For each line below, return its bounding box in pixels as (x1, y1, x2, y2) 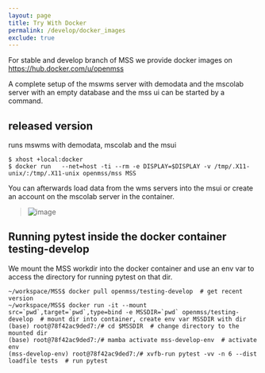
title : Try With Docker (8, 19, 87, 27)
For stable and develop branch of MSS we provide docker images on (8, 56, 232, 65)
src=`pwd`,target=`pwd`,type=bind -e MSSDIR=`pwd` (8, 308, 179, 316)
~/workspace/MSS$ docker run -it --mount (8, 301, 148, 310)
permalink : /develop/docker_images (8, 26, 126, 34)
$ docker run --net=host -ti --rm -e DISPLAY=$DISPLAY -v (8, 163, 212, 171)
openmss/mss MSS (83, 170, 136, 178)
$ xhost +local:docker (8, 156, 83, 163)
